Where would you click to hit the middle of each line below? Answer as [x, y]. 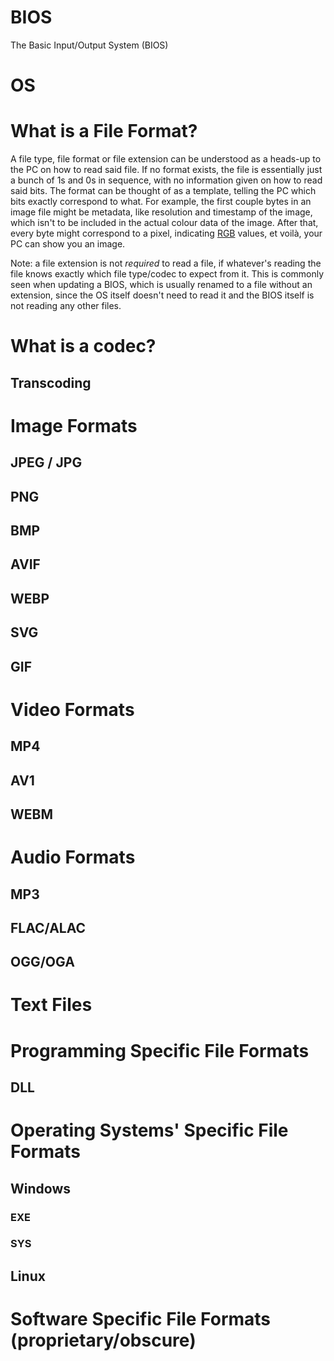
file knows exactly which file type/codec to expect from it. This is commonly [167, 274]
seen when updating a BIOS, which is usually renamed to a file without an [161, 285]
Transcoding [51, 382]
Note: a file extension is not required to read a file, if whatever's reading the [166, 263]
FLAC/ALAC [48, 927]
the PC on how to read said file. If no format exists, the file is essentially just [166, 170]
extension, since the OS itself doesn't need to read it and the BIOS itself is [162, 295]
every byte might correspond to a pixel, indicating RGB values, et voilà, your [166, 233]
